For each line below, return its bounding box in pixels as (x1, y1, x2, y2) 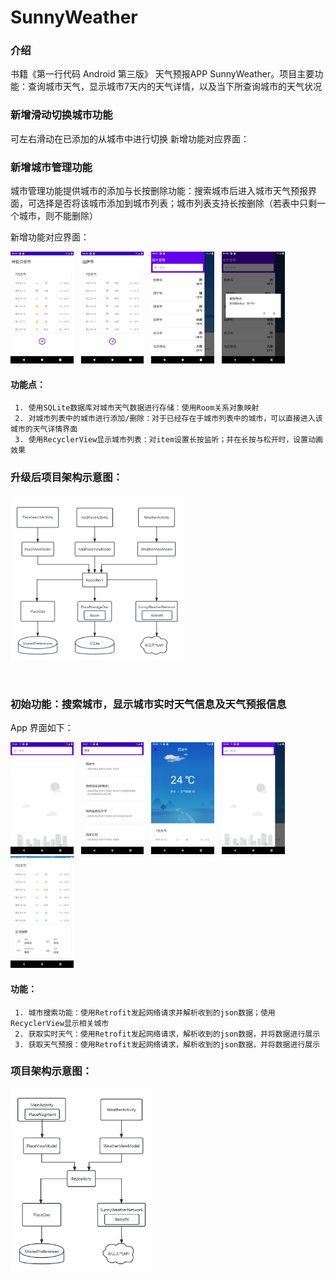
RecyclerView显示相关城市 (10, 1018, 110, 1028)
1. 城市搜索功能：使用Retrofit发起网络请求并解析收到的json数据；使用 (14, 1007, 276, 1018)
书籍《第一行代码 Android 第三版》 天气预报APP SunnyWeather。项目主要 (10, 68, 315, 80)
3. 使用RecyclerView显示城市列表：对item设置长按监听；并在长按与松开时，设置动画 (14, 435, 323, 445)
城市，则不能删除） (18, 210, 98, 222)
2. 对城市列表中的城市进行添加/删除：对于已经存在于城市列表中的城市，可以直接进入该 (14, 414, 323, 424)
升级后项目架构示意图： (10, 471, 123, 485)
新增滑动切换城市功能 (10, 108, 113, 122)
